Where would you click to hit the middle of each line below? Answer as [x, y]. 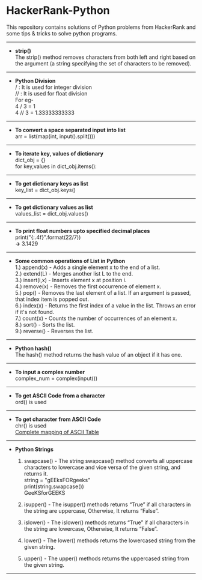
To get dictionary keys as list [51, 183]
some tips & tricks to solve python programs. [62, 33]
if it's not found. [35, 312]
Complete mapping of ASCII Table [57, 432]
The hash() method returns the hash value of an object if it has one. [99, 354]
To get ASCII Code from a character [60, 395]
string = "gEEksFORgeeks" [57, 480]
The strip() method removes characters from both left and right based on [105, 57]
